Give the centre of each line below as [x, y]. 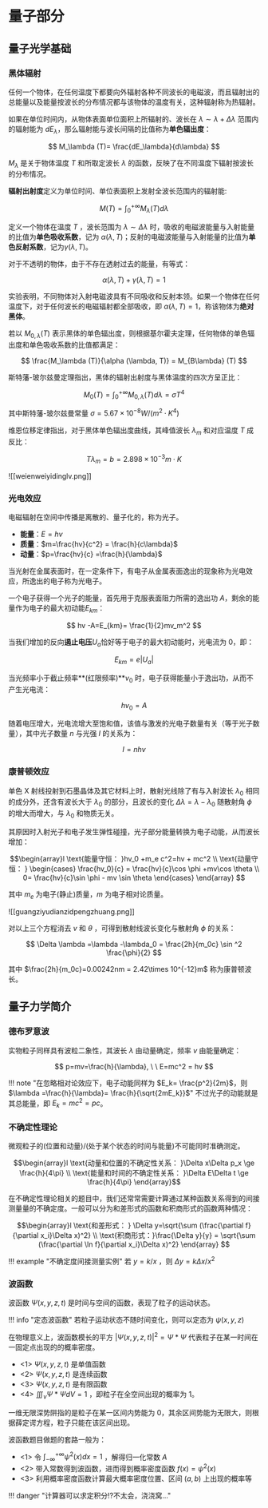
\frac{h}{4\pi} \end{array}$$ [134, 1182]
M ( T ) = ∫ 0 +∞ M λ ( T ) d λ [134, 209]
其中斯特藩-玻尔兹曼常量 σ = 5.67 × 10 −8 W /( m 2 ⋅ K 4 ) [94, 412]
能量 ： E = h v [41, 534]
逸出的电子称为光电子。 [67, 581]
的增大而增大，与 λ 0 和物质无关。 [63, 814]
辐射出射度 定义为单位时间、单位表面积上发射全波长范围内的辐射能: [118, 191]
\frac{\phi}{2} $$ [134, 953]
